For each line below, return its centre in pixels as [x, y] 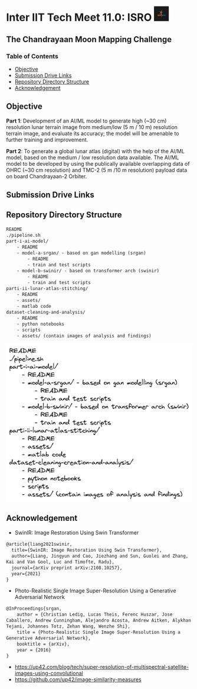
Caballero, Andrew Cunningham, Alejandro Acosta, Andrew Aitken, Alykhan [99, 620]
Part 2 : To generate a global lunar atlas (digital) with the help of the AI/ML [95, 151]
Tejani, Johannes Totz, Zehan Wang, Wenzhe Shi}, [68, 626]
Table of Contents [32, 56]
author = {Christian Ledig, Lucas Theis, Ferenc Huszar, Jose [95, 614]
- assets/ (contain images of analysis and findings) [84, 336]
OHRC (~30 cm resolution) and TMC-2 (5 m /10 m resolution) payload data [97, 170]
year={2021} [26, 574]
